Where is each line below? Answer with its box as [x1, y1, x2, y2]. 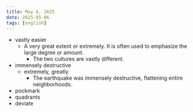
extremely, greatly [23, 68, 69, 75]
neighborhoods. [32, 81, 73, 88]
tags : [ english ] [6, 20, 47, 26]
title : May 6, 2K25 [6, 8, 55, 15]
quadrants [14, 93, 41, 101]
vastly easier [14, 37, 47, 44]
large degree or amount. [23, 49, 84, 56]
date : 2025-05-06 [6, 14, 50, 20]
